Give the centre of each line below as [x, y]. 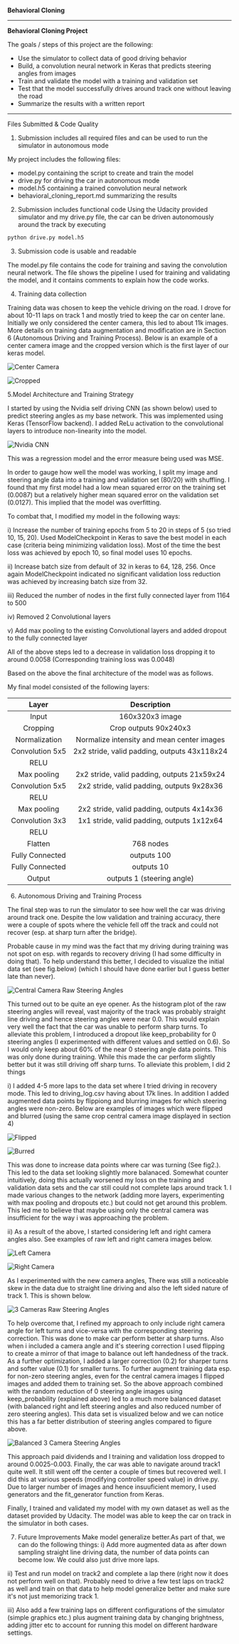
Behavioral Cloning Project [48, 31]
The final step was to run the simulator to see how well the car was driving [116, 909]
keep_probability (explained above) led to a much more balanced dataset [114, 1399]
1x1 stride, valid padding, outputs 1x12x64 [150, 820]
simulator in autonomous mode [63, 145]
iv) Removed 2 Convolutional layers [59, 616]
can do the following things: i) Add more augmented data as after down [122, 1544]
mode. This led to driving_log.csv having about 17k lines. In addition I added [118, 1093]
